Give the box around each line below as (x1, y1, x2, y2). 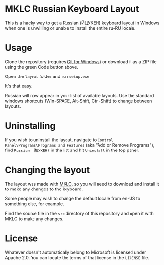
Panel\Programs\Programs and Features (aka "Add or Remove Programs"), (5, 142, 155, 148)
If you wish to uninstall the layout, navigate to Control (5, 137, 114, 143)
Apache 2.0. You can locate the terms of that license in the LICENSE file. (5, 254, 149, 260)
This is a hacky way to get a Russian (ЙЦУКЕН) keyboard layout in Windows (5, 20, 160, 26)
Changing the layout (5, 164, 90, 176)
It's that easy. (5, 83, 33, 89)
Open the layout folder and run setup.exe (5, 73, 90, 79)
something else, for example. (5, 201, 64, 207)
